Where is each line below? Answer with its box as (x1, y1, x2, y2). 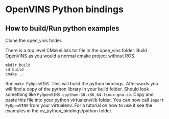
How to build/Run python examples (5, 24, 119, 33)
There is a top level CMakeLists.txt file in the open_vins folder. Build (5, 47, 147, 53)
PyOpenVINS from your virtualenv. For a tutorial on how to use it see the (5, 102, 153, 108)
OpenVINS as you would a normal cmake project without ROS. (5, 53, 136, 59)
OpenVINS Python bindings (5, 4, 124, 15)
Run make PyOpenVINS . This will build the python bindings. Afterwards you (5, 81, 158, 86)
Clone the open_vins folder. (5, 37, 63, 43)
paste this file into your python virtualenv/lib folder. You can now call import (5, 97, 164, 103)
